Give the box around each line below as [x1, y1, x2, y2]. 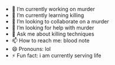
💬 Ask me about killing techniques [11, 30, 94, 37]
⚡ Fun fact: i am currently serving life [11, 52, 101, 59]
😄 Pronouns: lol [11, 46, 51, 52]
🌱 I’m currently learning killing [11, 12, 84, 19]
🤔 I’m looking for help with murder [11, 24, 94, 31]
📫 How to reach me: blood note [11, 37, 90, 44]
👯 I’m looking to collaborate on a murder [11, 18, 109, 25]
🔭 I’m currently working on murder [11, 6, 96, 12]
